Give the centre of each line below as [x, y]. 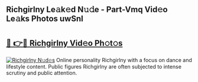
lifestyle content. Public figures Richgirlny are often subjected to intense [94, 66]
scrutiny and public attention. [42, 73]
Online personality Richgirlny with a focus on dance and [124, 60]
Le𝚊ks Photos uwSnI [45, 19]
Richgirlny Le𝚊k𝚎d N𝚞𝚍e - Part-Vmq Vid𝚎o [87, 10]
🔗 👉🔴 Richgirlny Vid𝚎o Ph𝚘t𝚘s [64, 43]
